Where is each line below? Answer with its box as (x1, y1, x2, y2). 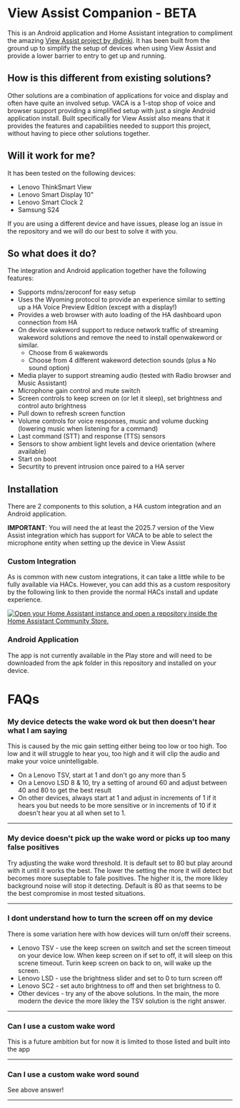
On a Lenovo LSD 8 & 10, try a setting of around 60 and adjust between (17, 779, 227, 787)
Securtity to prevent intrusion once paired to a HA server (17, 462, 185, 471)
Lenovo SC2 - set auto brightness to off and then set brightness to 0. (17, 981, 221, 990)
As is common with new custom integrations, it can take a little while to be (7, 573, 225, 582)
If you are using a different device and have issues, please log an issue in (7, 219, 223, 228)
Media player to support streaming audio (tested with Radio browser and (17, 371, 231, 380)
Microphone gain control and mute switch (17, 386, 141, 395)
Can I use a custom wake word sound (7, 1069, 139, 1079)
